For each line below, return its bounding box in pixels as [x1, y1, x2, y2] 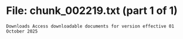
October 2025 [6, 28, 38, 34]
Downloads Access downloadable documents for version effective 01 [6, 23, 175, 29]
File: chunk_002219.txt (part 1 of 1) [6, 4, 178, 17]
